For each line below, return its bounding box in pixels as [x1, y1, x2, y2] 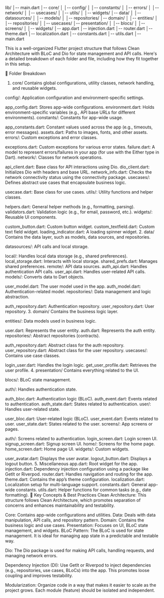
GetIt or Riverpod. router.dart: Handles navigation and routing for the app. [5, 471, 153, 477]
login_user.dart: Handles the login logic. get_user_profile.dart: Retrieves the [5, 362, 157, 368]
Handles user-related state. [5, 406, 60, 412]
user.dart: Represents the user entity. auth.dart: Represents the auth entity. [5, 327, 156, 333]
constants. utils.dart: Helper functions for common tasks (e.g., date [16, 487, 151, 493]
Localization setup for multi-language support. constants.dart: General [5, 482, 148, 487]
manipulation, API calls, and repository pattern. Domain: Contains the [5, 517, 144, 523]
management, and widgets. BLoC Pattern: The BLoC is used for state [5, 527, 144, 533]
